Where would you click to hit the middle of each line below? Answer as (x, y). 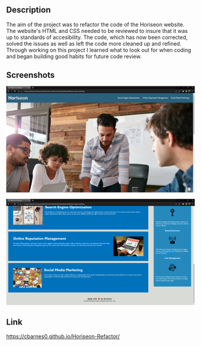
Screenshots (31, 75)
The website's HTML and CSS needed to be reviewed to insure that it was (97, 31)
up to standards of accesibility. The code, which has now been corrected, (97, 37)
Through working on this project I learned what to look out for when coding (99, 50)
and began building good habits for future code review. (74, 56)
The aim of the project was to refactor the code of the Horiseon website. (95, 24)
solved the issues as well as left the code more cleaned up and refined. (94, 43)
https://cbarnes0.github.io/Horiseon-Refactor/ (63, 336)
